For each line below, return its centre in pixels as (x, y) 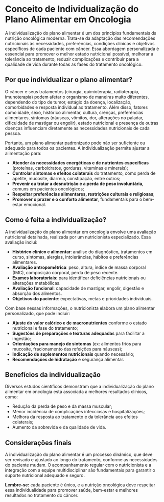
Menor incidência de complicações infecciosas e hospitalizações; (79, 412)
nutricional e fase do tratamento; (45, 328)
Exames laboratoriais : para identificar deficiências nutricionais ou (79, 278)
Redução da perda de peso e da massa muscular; (62, 406)
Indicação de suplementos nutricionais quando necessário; (73, 354)
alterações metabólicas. (36, 283)
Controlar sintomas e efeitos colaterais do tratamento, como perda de (84, 173)
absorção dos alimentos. (37, 293)
